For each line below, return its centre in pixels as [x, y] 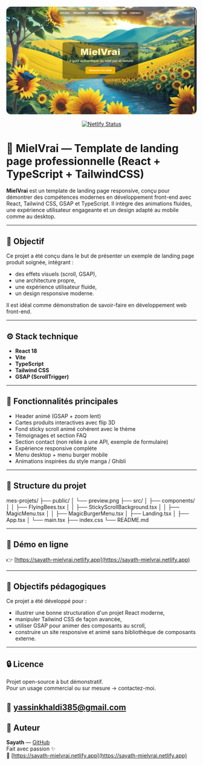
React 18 [26, 351]
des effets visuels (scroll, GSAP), [56, 274]
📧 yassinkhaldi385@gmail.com [66, 707]
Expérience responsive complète [56, 448]
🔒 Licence [25, 664]
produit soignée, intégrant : [40, 262]
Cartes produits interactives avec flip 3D [65, 423]
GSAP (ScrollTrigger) [42, 377]
